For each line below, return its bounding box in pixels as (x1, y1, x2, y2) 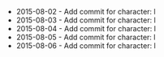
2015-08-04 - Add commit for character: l (15, 24, 157, 33)
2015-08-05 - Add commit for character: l (15, 32, 156, 42)
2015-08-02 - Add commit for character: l (15, 7, 156, 16)
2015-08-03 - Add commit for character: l (15, 15, 156, 25)
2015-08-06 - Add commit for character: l (15, 41, 156, 51)
